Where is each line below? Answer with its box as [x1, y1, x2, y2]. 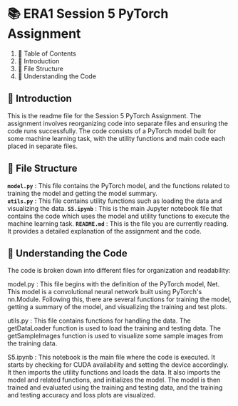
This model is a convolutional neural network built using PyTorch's [7, 288, 202, 296]
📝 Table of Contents [17, 49, 76, 58]
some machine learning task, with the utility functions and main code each [7, 134, 226, 142]
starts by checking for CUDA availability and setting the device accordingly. [7, 360, 229, 369]
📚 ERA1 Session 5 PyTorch [7, 6, 169, 22]
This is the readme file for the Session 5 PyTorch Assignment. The [7, 111, 202, 120]
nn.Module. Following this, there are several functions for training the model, [7, 295, 232, 303]
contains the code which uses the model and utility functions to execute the [7, 212, 230, 220]
